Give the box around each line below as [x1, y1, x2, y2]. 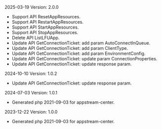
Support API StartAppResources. [11, 24, 79, 30]
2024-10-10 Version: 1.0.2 [4, 71, 57, 76]
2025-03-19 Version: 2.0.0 [4, 4, 59, 10]
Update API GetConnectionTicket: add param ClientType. [11, 45, 128, 51]
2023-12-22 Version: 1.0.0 [4, 109, 58, 115]
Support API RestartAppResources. [11, 19, 84, 25]
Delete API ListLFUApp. [11, 35, 60, 41]
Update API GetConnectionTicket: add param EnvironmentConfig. [11, 50, 146, 56]
